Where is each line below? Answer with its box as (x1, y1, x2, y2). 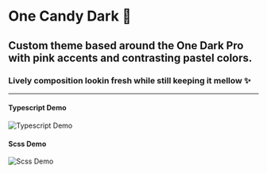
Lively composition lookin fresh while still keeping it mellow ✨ (8, 75, 252, 86)
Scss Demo (8, 139, 47, 148)
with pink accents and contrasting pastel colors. (8, 51, 253, 64)
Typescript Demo (8, 103, 67, 113)
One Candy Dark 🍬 (8, 7, 132, 25)
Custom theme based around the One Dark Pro (8, 39, 244, 52)
